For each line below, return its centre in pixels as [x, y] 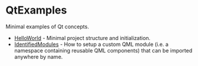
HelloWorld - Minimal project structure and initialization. [82, 38]
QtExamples [36, 10]
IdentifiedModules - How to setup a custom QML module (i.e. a [91, 44]
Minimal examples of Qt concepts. [48, 27]
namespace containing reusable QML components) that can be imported [103, 50]
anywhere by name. [38, 57]
